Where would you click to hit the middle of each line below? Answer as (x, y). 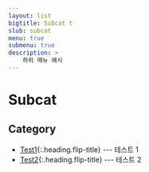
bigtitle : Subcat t (41, 23)
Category (32, 129)
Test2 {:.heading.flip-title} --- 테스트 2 (80, 159)
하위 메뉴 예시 (43, 61)
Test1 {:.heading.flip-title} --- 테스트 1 (79, 150)
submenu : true (32, 46)
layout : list (30, 16)
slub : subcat (30, 30)
